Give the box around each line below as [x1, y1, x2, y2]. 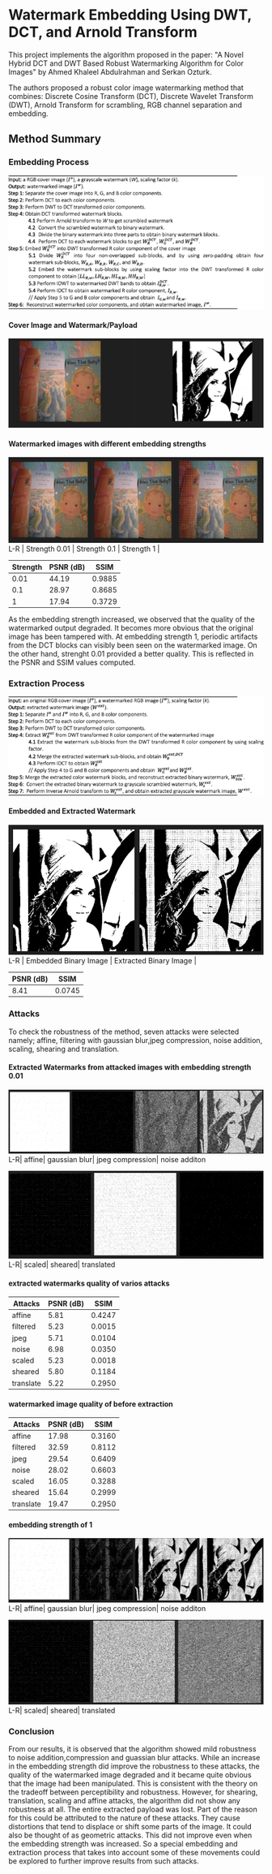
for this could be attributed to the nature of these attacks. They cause [8, 1812, 240, 1823]
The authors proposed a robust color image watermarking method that [8, 83, 244, 93]
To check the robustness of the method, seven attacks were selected [8, 1027, 240, 1036]
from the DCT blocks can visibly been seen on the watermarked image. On [8, 640, 257, 650]
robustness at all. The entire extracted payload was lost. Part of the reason [8, 1804, 257, 1814]
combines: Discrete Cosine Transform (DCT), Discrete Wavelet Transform [8, 91, 253, 101]
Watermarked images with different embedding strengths [8, 438, 206, 448]
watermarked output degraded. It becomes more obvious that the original [8, 623, 253, 633]
